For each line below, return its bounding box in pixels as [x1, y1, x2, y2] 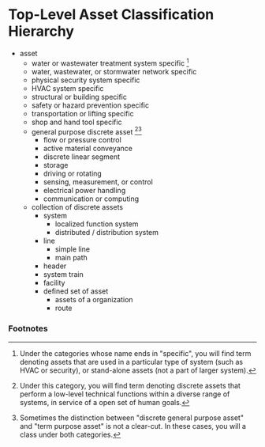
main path [54, 253, 88, 263]
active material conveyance [43, 144, 132, 153]
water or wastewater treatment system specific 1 [31, 57, 189, 68]
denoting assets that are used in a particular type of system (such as [19, 357, 243, 366]
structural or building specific [31, 92, 128, 101]
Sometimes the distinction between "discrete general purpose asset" [19, 413, 244, 422]
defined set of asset [43, 286, 109, 296]
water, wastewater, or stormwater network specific [31, 66, 197, 76]
